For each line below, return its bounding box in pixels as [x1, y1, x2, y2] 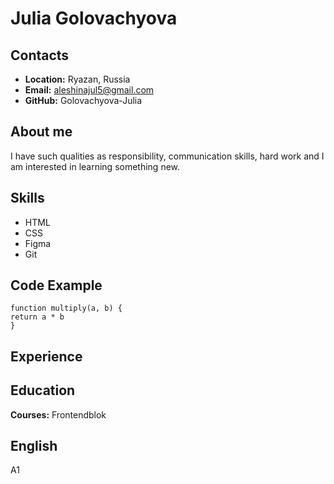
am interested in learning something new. [10, 160, 181, 172]
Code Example [10, 277, 103, 294]
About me [10, 123, 73, 141]
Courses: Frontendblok [10, 408, 107, 421]
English [10, 438, 58, 455]
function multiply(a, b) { [10, 303, 123, 314]
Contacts [10, 47, 70, 64]
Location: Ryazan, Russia [24, 73, 131, 85]
